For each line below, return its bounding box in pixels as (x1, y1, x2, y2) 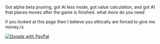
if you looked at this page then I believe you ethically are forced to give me (5, 19, 156, 24)
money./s (5, 24, 24, 30)
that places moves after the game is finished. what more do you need (5, 9, 145, 15)
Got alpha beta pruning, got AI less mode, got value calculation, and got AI (5, 4, 155, 10)
